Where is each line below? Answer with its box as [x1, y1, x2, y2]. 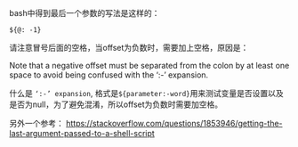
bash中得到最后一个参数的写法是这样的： [9, 8, 160, 18]
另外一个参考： [9, 118, 64, 128]
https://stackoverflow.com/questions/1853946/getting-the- [65, 118, 283, 128]
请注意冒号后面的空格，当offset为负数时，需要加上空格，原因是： [9, 43, 249, 53]
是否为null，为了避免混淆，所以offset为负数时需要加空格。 [9, 99, 223, 110]
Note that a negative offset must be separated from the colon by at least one [9, 61, 290, 70]
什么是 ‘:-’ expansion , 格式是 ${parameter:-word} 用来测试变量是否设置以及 [9, 88, 285, 98]
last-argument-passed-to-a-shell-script [9, 128, 156, 138]
